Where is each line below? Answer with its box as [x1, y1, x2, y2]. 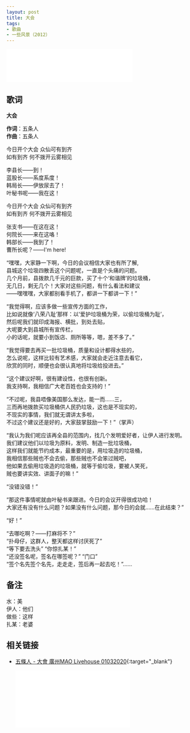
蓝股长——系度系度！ [6, 174, 60, 181]
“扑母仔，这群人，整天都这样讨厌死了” [6, 537, 103, 545]
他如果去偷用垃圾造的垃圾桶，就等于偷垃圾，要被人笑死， [6, 462, 151, 469]
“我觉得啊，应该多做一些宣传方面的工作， [6, 302, 111, 310]
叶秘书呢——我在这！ [6, 189, 60, 196]
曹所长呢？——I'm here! [6, 246, 66, 253]
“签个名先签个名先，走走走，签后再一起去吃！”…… [6, 560, 133, 567]
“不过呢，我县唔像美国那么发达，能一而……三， [6, 395, 125, 402]
